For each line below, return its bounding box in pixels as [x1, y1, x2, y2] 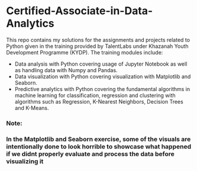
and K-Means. [14, 104, 49, 111]
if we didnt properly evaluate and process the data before [6, 150, 175, 158]
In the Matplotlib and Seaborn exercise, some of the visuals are [6, 135, 191, 143]
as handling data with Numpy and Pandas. [14, 66, 118, 73]
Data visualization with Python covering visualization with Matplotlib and [14, 73, 191, 80]
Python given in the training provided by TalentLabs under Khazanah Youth [6, 43, 189, 50]
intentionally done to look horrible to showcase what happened [6, 142, 191, 150]
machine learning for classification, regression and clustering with [14, 92, 176, 99]
